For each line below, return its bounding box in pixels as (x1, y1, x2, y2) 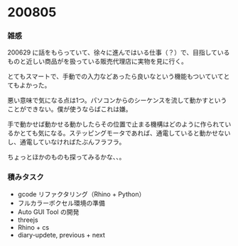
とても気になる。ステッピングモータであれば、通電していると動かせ (19, 129, 219, 138)
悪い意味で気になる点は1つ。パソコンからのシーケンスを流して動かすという (7, 96, 227, 105)
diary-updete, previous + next (17, 230, 105, 239)
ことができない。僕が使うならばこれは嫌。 (7, 105, 132, 113)
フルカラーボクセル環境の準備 (17, 199, 105, 207)
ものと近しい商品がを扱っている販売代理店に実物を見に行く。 (7, 57, 188, 66)
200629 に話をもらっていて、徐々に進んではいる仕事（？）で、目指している (7, 48, 230, 57)
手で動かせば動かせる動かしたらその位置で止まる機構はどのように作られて (7, 120, 225, 128)
